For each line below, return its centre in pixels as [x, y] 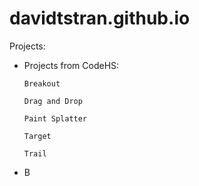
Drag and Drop [53, 101]
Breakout [42, 83]
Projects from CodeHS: [71, 65]
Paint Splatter [55, 118]
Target [37, 136]
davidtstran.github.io [100, 18]
